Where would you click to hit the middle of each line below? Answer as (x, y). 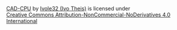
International (22, 21)
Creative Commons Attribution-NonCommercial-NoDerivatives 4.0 (88, 15)
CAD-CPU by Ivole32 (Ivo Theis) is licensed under (68, 9)
